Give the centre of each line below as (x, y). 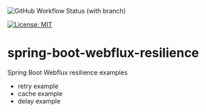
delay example (39, 101)
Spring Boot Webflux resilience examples (67, 72)
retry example (38, 86)
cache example (40, 93)
